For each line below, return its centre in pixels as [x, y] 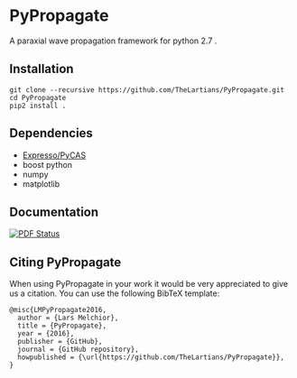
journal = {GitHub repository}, [79, 350]
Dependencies [51, 133]
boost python [47, 164]
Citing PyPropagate [65, 262]
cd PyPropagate [38, 97]
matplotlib [41, 184]
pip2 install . [38, 106]
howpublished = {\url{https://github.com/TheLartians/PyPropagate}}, [151, 357]
